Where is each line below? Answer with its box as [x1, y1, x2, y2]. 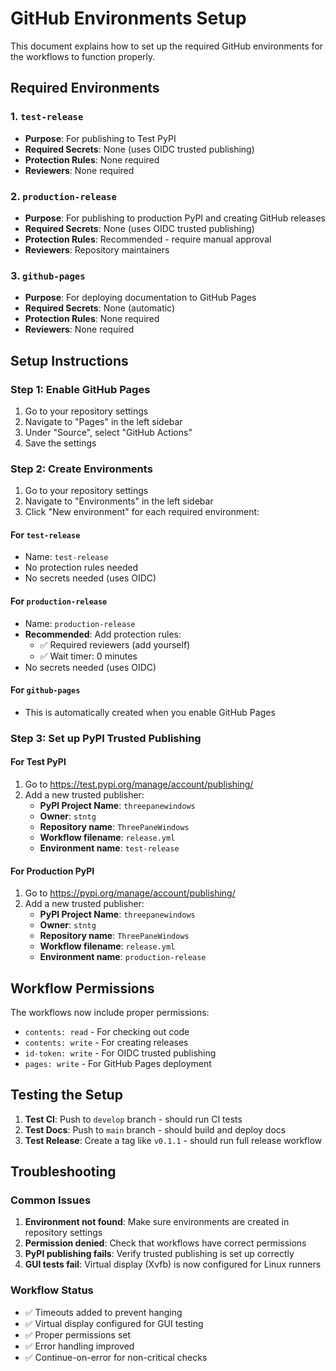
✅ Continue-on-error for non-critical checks [24, 1351, 208, 1363]
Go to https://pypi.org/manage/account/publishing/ [24, 887, 236, 899]
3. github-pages [10, 268, 86, 282]
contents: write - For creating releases [24, 1036, 189, 1048]
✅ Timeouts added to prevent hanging [24, 1306, 183, 1318]
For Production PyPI [10, 865, 95, 877]
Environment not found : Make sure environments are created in [24, 1216, 290, 1228]
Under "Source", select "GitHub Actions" [24, 426, 193, 438]
